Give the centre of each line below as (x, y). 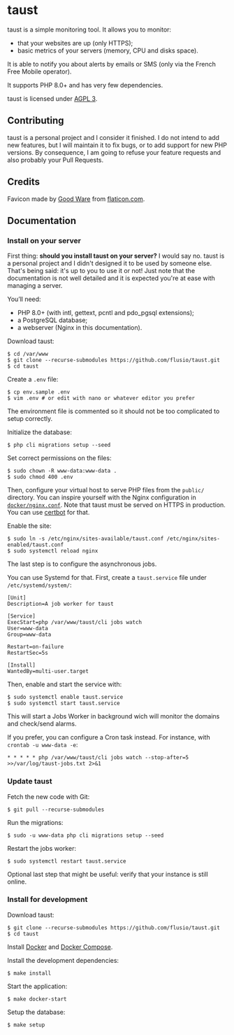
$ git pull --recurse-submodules (56, 810)
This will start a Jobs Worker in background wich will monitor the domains (114, 716)
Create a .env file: (33, 380)
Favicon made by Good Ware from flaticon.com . (76, 199)
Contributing (36, 121)
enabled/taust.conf (36, 545)
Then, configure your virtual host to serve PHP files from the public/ (106, 490)
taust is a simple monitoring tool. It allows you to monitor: (89, 29)
